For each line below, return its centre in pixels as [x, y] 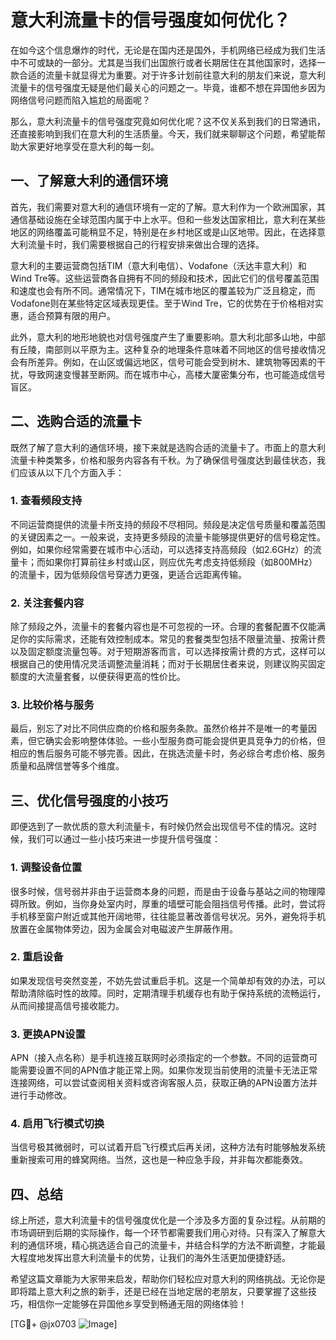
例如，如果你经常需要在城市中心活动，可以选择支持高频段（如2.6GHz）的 [161, 549]
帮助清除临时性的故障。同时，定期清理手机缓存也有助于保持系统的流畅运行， [168, 993]
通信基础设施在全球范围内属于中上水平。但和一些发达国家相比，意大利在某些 [168, 219]
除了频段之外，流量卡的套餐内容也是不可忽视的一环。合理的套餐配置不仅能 [163, 627]
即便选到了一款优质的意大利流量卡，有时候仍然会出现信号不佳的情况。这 [159, 827]
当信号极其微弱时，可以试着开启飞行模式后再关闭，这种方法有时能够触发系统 [168, 1147]
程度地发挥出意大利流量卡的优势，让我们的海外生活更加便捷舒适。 [154, 1258]
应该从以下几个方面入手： [71, 472]
